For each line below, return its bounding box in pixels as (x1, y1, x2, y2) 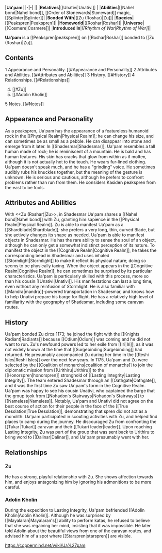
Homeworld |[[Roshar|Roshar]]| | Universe (59, 20, 143, 26)
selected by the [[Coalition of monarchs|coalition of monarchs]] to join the (5, 362, 153, 368)
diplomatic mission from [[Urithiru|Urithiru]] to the (5, 367, 104, 373)
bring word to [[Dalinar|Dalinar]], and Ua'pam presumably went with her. (5, 434, 149, 440)
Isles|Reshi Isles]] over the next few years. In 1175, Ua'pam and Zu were (5, 357, 148, 363)
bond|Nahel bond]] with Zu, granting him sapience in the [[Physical (5, 216, 139, 223)
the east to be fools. (5, 184, 45, 190)
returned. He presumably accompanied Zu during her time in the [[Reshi (5, 352, 149, 358)
